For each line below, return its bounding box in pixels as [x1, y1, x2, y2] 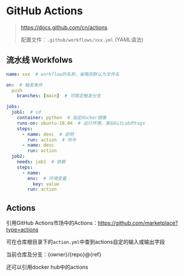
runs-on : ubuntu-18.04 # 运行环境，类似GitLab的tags [17, 120, 145, 126]
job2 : [11, 153, 26, 160]
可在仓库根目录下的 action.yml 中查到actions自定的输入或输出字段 [6, 239, 165, 246]
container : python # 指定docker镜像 [17, 115, 107, 120]
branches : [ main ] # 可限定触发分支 [17, 93, 101, 99]
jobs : [6, 104, 20, 110]
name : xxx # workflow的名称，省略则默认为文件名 [6, 71, 120, 77]
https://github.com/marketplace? [97, 220, 178, 227]
